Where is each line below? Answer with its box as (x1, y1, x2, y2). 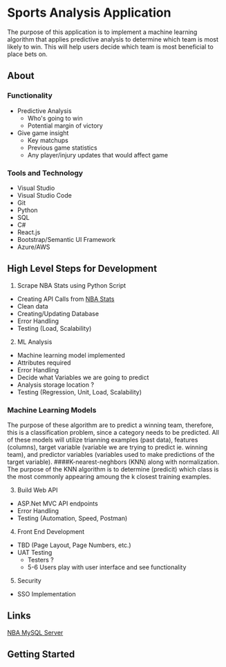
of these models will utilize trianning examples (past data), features (7, 435, 198, 444)
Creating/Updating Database (17, 309, 99, 318)
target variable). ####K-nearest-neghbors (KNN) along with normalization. (7, 458, 220, 466)
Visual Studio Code (17, 191, 73, 199)
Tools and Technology (7, 168, 84, 177)
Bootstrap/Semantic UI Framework (17, 235, 116, 243)
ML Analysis (17, 338, 53, 346)
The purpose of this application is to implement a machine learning (7, 28, 198, 36)
